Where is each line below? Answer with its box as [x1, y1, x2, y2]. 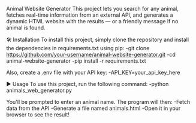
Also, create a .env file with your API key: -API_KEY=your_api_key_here [6, 69, 180, 76]
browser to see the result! [6, 111, 70, 118]
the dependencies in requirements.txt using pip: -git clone [6, 45, 150, 51]
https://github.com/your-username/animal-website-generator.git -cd [6, 51, 176, 58]
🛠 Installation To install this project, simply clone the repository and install [6, 36, 189, 43]
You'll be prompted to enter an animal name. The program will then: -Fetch [6, 99, 191, 105]
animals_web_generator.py [6, 87, 72, 94]
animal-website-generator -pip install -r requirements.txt [6, 57, 146, 64]
